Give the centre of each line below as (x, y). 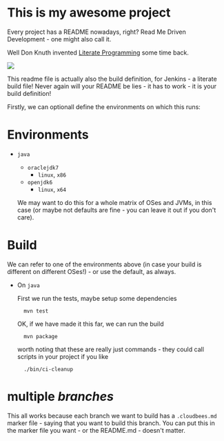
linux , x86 (52, 175)
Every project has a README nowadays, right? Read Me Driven (96, 32)
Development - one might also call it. (59, 39)
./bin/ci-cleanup (49, 369)
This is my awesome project (89, 13)
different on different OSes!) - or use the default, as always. (92, 271)
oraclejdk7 (43, 168)
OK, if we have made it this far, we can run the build (90, 324)
